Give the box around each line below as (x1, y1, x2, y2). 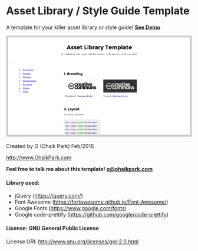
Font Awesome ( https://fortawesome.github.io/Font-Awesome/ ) (14, 198, 169, 205)
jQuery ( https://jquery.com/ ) (14, 192, 84, 199)
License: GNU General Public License (6, 224, 99, 231)
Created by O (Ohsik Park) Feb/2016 (6, 143, 94, 150)
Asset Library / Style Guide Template (6, 4, 190, 18)
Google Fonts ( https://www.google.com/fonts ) (14, 205, 127, 212)
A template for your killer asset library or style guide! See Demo (6, 24, 161, 31)
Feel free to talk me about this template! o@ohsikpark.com (6, 166, 153, 173)
